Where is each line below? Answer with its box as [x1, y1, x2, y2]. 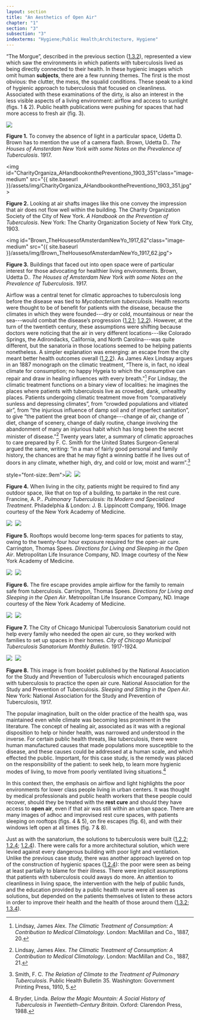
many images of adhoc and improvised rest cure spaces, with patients [6, 811, 179, 818]
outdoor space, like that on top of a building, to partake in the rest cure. [6, 489, 181, 496]
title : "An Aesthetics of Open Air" [6, 14, 97, 20]
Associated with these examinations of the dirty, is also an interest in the [6, 91, 184, 98]
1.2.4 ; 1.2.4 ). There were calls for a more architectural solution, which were [6, 841, 189, 849]
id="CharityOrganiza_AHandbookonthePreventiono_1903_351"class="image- [6, 169, 194, 176]
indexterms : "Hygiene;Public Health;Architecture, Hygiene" [6, 36, 159, 42]
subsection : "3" [6, 31, 46, 37]
